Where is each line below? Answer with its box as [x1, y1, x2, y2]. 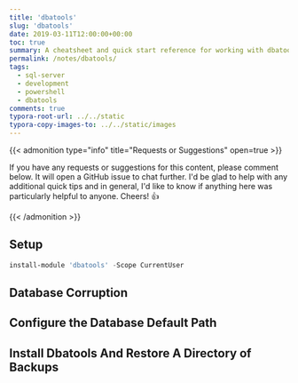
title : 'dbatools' [9, 12, 77, 22]
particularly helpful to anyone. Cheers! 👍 [9, 191, 160, 201]
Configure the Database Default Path [9, 315, 217, 331]
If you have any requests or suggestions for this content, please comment [9, 162, 279, 172]
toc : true [9, 37, 46, 47]
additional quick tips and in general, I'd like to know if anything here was [9, 181, 273, 191]
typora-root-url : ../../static [9, 112, 125, 121]
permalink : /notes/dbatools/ [9, 54, 117, 63]
